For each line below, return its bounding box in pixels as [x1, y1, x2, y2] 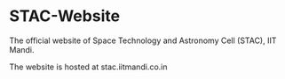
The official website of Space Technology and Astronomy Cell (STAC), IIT [9, 35, 277, 46]
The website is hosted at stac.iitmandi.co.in [9, 61, 168, 72]
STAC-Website [9, 6, 121, 26]
